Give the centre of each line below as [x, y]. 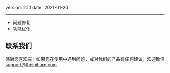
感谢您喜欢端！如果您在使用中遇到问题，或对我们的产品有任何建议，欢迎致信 [85, 59]
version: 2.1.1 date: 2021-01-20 [37, 7]
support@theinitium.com [31, 64]
